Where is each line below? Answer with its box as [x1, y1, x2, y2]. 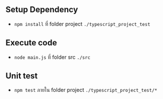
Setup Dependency [5, 5, 78, 15]
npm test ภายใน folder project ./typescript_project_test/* [14, 87, 158, 94]
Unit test [5, 71, 38, 81]
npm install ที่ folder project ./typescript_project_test [14, 20, 151, 27]
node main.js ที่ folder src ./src [14, 53, 91, 61]
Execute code [5, 38, 57, 48]
